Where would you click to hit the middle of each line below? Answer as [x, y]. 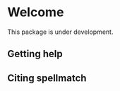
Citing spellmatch [47, 78]
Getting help [35, 54]
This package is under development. [60, 32]
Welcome [36, 12]
